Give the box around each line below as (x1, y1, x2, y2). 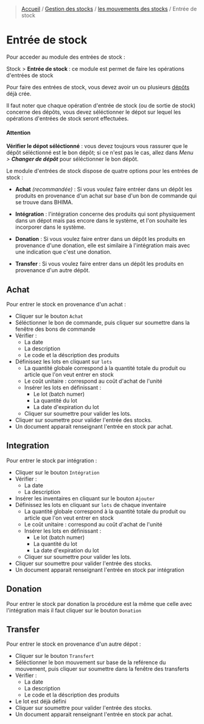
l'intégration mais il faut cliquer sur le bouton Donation (6, 607, 142, 614)
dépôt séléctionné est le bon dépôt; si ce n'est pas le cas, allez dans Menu (6, 149, 194, 157)
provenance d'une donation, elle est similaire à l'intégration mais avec (15, 242, 191, 249)
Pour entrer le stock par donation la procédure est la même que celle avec (6, 600, 192, 607)
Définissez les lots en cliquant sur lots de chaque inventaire (15, 501, 166, 508)
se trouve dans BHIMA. (15, 199, 73, 206)
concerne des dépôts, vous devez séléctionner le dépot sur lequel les (6, 108, 181, 116)
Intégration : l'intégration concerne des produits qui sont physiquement (15, 210, 195, 218)
